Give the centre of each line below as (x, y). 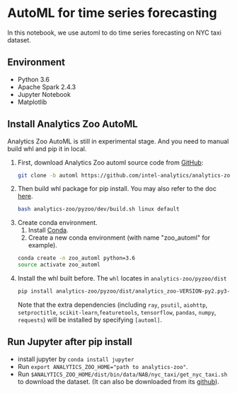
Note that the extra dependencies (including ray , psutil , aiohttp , (112, 305)
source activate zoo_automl (59, 265)
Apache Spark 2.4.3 (47, 87)
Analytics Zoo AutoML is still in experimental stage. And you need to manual (118, 141)
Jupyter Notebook (44, 94)
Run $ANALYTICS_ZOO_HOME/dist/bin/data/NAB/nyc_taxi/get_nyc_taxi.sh (122, 374)
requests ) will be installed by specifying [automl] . (90, 319)
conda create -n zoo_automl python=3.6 (76, 258)
